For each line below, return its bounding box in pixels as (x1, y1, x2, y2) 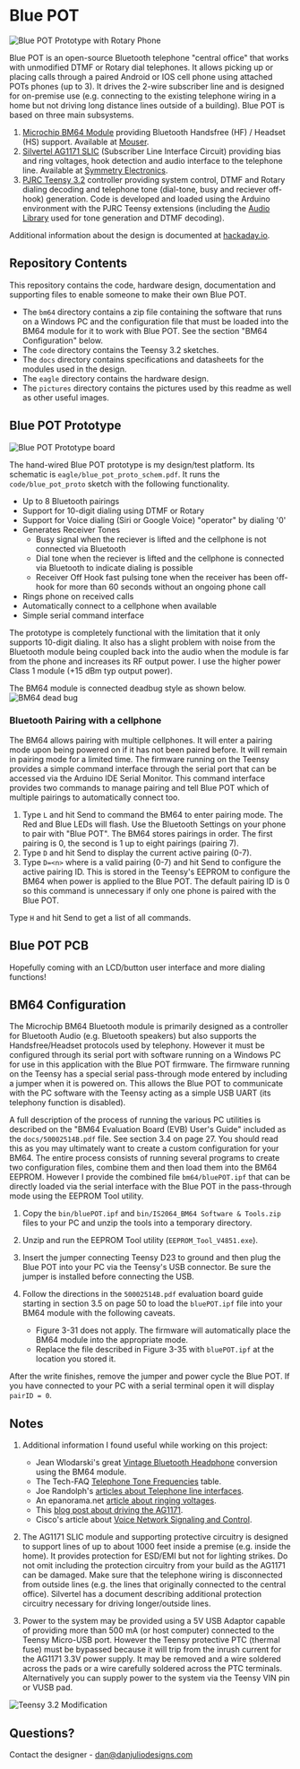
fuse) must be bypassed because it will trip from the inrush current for (21, 1644, 282, 1655)
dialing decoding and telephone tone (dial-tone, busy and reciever (21, 184, 267, 194)
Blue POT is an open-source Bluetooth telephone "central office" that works (9, 52, 289, 63)
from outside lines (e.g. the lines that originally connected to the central (21, 1579, 287, 1590)
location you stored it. (35, 1353, 116, 1364)
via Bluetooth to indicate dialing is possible (35, 562, 193, 573)
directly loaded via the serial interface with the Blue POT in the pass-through (9, 1181, 292, 1192)
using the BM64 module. (35, 1466, 127, 1478)
